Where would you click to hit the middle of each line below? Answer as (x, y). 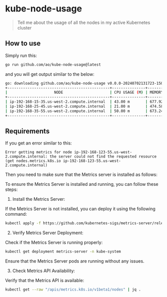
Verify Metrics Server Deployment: (48, 233)
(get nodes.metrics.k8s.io (33, 161)
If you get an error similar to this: (39, 143)
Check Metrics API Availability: (44, 271)
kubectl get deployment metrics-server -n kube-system (63, 252)
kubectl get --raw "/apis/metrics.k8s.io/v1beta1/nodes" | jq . (73, 290)
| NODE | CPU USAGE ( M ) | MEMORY (84, 93)
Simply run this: (21, 55)
